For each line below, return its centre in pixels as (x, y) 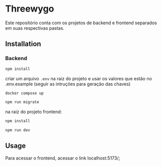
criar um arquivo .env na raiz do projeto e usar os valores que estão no (79, 78)
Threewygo (30, 9)
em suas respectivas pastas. (35, 28)
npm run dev (18, 130)
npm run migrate (22, 102)
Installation (23, 44)
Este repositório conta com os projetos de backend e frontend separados (81, 23)
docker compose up (24, 93)
